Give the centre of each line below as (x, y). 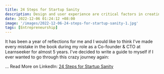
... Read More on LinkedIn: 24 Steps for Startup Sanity (59, 67)
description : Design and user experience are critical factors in (74, 14)
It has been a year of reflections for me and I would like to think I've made (79, 41)
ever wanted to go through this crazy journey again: (57, 57)
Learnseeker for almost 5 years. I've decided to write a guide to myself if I (79, 52)
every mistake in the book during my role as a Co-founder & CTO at (73, 47)
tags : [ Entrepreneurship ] (31, 28)
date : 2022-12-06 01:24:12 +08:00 (40, 18)
